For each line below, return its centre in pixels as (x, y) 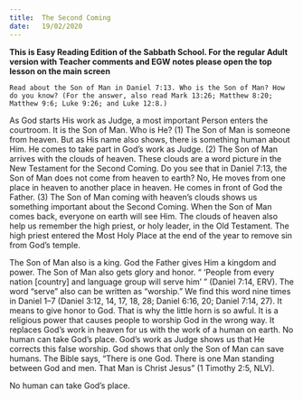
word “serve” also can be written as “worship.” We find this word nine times (150, 291)
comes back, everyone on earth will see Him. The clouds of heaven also (144, 216)
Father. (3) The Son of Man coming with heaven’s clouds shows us (133, 197)
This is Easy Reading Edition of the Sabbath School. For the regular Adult (148, 51)
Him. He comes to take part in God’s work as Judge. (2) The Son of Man (144, 149)
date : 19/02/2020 (46, 26)
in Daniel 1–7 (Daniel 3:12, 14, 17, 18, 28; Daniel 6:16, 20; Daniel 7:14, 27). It (146, 301)
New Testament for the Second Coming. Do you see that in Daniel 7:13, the (148, 168)
